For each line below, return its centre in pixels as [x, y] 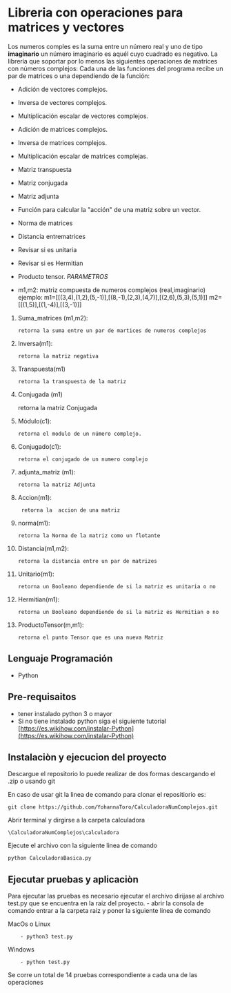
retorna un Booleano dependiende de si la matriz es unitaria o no [117, 586]
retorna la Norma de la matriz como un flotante [89, 536]
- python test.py [45, 962]
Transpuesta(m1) [42, 369]
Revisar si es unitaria [47, 249]
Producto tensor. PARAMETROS [63, 276]
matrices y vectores [66, 27]
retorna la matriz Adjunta [57, 485]
